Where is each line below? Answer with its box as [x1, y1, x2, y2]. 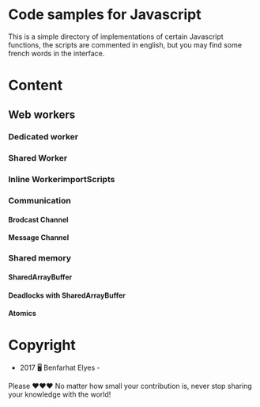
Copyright [8, 337, 77, 354]
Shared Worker [8, 153, 68, 164]
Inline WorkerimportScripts [8, 174, 115, 185]
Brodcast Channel [8, 215, 69, 224]
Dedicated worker [8, 131, 79, 143]
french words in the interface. [8, 48, 105, 58]
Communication [8, 196, 71, 207]
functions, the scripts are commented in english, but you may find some [8, 40, 243, 49]
